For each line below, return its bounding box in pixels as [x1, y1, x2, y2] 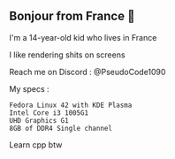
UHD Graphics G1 [9, 116, 69, 125]
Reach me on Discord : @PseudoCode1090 [9, 66, 166, 77]
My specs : [9, 83, 50, 94]
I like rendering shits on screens [9, 49, 126, 60]
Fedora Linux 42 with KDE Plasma [9, 101, 133, 110]
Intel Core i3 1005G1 [9, 108, 89, 117]
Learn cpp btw [9, 139, 63, 150]
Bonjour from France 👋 [9, 9, 135, 24]
